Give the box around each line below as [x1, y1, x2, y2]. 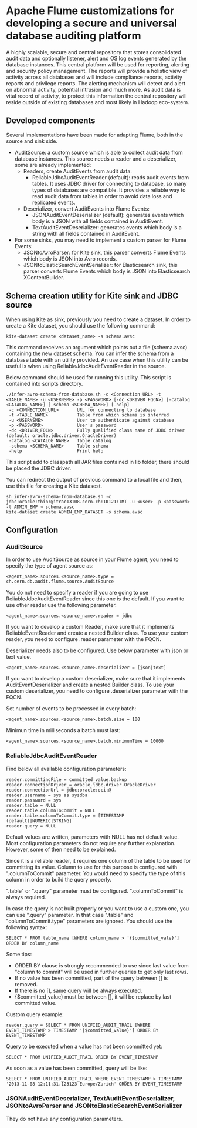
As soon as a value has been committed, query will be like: [6, 1064, 148, 1072]
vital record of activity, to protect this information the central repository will [6, 92, 187, 99]
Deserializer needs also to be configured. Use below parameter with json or [6, 647, 189, 654]
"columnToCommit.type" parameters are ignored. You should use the [6, 917, 173, 925]
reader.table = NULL [6, 802, 57, 808]
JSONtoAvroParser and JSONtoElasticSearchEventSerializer [6, 1102, 182, 1110]
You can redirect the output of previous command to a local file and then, [6, 476, 183, 483]
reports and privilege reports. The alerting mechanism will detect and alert [6, 79, 186, 86]
